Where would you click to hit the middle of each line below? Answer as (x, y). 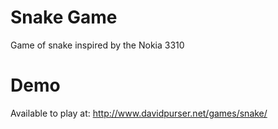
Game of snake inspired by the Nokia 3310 (97, 45)
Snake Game (64, 17)
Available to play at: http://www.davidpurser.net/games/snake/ (139, 113)
